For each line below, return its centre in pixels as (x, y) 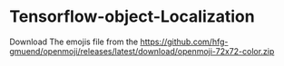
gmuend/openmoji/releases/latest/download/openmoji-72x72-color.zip (142, 51)
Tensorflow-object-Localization (132, 17)
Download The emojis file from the (74, 42)
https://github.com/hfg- (184, 42)
